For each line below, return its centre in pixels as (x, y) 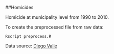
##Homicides (19, 7)
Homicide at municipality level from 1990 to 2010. (57, 17)
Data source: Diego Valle (31, 46)
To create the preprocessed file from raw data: (54, 27)
